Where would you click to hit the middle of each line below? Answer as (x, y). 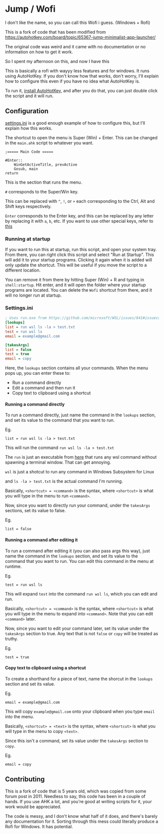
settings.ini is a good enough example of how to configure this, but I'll (75, 123)
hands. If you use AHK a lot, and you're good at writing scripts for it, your (79, 801)
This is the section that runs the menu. (44, 182)
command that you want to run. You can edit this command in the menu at (79, 561)
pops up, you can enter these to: (38, 373)
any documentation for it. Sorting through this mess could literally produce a (82, 821)
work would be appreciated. (33, 807)
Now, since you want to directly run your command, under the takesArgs (78, 505)
